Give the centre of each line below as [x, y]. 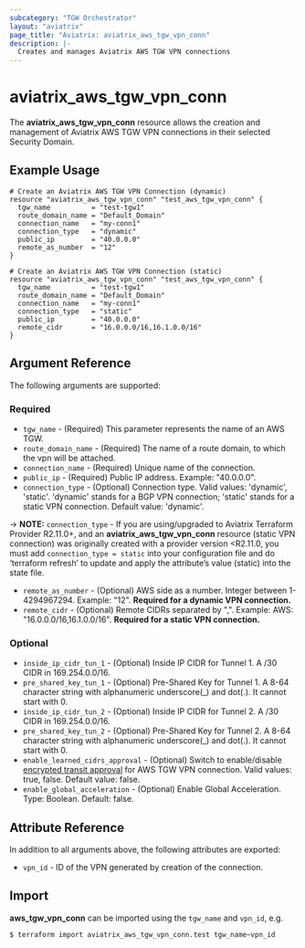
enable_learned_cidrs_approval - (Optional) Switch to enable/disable [152, 760]
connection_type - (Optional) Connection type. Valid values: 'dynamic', [155, 487]
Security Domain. [42, 142]
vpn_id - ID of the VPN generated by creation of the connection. [142, 868]
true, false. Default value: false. [81, 779]
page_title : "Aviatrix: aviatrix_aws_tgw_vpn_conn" [110, 35]
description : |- [40, 43]
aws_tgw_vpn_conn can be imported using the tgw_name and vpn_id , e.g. [147, 918]
